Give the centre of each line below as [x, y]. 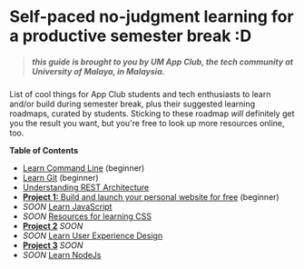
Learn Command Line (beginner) [83, 168]
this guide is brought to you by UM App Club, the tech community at [162, 62]
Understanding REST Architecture [86, 187]
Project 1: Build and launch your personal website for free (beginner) [151, 197]
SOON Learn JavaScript [67, 207]
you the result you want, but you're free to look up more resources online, [147, 124]
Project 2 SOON [53, 226]
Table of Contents [44, 151]
